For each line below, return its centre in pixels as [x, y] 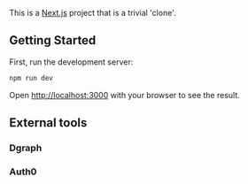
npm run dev [31, 78]
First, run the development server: [71, 62]
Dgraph [26, 148]
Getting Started [53, 40]
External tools [48, 123]
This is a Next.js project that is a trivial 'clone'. [93, 13]
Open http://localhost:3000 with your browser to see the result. [125, 95]
